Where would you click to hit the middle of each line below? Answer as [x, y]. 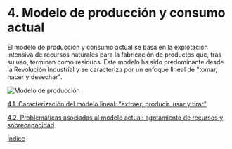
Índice [17, 139]
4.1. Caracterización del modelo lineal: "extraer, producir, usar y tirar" [107, 104]
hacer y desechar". [35, 77]
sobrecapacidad [31, 125]
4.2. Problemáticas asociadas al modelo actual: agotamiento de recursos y [115, 118]
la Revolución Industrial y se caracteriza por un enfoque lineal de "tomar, [112, 69]
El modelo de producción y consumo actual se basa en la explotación [108, 47]
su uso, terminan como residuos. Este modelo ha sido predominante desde [116, 62]
